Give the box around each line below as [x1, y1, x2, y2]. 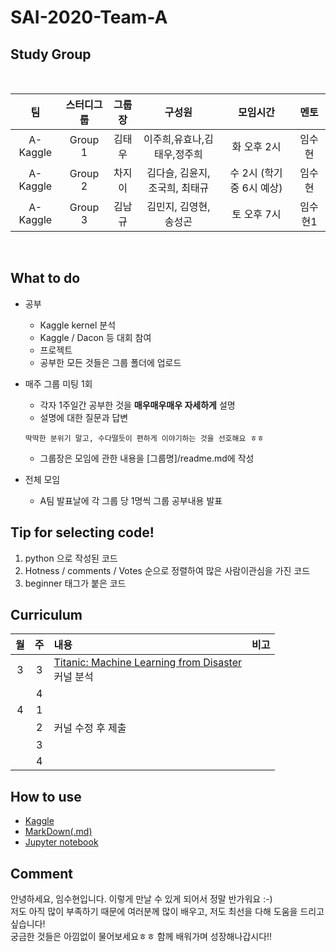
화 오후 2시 [231, 140, 282, 153]
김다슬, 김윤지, [146, 166, 211, 180]
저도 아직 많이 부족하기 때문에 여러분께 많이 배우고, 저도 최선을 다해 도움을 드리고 [10, 906, 325, 918]
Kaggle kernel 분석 [39, 319, 117, 331]
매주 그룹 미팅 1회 [24, 377, 93, 390]
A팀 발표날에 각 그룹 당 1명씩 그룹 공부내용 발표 [39, 494, 223, 506]
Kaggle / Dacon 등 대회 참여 [39, 331, 152, 343]
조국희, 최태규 [148, 181, 210, 195]
